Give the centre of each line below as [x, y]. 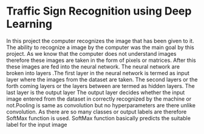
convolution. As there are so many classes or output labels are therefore [97, 112]
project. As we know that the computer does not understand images [91, 53]
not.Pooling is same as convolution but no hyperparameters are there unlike [101, 105]
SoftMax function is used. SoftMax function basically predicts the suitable [99, 118]
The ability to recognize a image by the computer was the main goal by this [100, 47]
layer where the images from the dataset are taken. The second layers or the [102, 79]
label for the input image [37, 124]
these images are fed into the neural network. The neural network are [93, 66]
